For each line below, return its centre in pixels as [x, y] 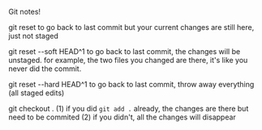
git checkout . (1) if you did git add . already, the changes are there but [129, 109]
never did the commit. [45, 69]
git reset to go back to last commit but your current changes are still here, [131, 27]
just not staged [33, 36]
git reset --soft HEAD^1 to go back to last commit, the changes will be [125, 51]
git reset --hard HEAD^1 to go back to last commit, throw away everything [131, 84]
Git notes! [25, 12]
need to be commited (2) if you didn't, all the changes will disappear [122, 117]
